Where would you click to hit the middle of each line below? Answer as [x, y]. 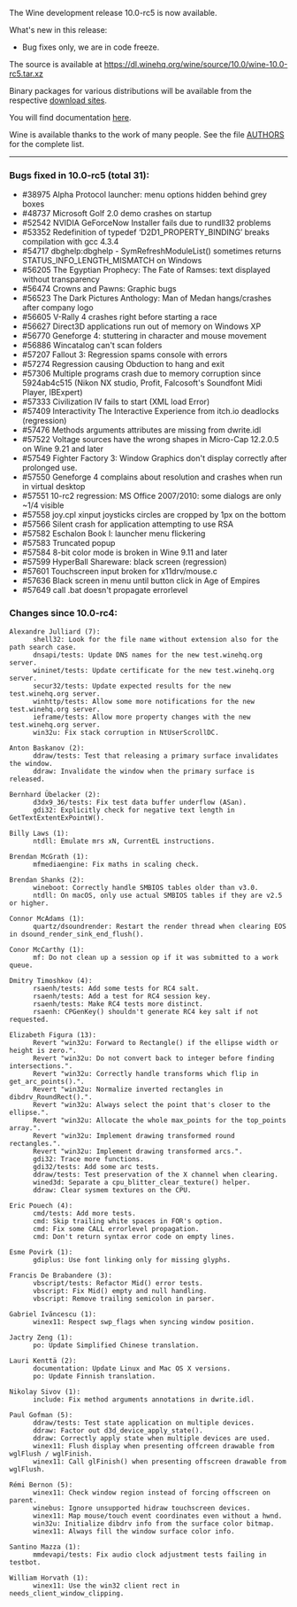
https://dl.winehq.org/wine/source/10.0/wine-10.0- [196, 64]
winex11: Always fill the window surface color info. [134, 1531]
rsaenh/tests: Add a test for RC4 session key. [122, 996]
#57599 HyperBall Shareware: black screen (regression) [124, 562]
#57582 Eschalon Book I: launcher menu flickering [114, 534]
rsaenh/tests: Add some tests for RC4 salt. [116, 988]
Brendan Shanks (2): [47, 880]
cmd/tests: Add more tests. [84, 1213]
